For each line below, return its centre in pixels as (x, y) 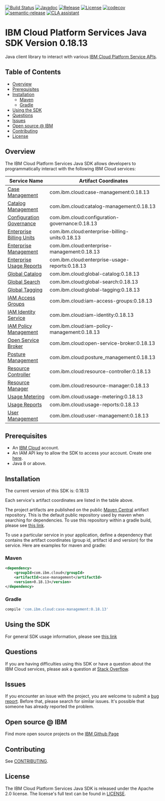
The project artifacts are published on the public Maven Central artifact (77, 510)
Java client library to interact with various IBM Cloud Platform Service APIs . (81, 56)
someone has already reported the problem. (50, 707)
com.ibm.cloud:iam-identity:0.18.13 (92, 315)
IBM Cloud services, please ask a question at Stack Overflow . (67, 669)
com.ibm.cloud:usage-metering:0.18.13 (96, 396)
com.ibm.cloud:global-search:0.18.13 (94, 281)
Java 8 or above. (29, 464)
